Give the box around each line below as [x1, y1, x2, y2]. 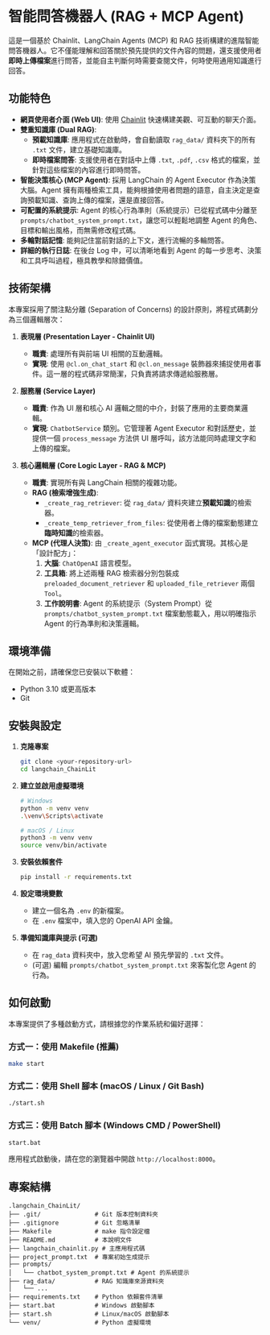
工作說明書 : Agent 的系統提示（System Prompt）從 [43, 598, 213, 608]
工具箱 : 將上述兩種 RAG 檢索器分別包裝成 [43, 568, 179, 578]
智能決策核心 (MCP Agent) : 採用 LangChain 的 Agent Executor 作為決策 [19, 175, 256, 184]
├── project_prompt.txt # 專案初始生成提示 [8, 1254, 150, 1262]
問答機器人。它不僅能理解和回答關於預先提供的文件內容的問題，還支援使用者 [8, 45, 262, 55]
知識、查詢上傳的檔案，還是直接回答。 [41, 195, 169, 205]
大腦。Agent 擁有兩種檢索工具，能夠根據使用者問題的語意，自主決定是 [19, 184, 253, 194]
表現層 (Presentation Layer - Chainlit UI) [19, 331, 155, 341]
